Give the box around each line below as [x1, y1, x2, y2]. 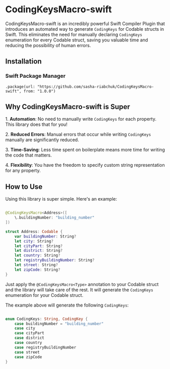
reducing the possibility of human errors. [5, 42, 91, 48]
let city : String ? [14, 238, 54, 244]
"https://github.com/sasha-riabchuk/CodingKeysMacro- [37, 84, 154, 89]
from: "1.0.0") [23, 89, 56, 94]
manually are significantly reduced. [5, 137, 79, 143]
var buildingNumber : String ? [14, 234, 77, 239]
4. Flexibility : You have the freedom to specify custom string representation [5, 162, 165, 168]
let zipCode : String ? [14, 267, 60, 272]
